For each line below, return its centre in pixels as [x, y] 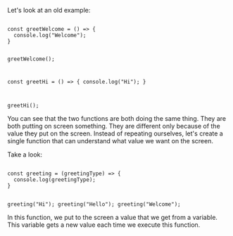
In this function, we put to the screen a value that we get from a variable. [113, 217]
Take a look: [25, 155]
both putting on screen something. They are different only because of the [114, 126]
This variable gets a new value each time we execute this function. [104, 225]
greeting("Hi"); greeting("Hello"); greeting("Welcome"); [94, 204]
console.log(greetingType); [55, 179]
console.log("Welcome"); [50, 35]
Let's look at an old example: [49, 10]
